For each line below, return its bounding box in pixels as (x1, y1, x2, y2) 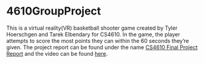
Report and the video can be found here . (6, 50, 108, 57)
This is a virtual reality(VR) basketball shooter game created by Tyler (6, 24, 178, 31)
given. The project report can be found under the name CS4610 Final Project (6, 44, 198, 51)
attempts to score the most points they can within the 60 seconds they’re (6, 37, 189, 44)
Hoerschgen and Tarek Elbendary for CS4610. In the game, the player (6, 30, 180, 38)
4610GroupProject (6, 4, 101, 18)
